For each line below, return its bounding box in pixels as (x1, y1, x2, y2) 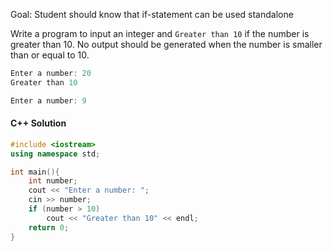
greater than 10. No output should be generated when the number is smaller (10, 39, 323, 50)
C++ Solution (10, 117, 67, 129)
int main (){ (10, 167, 60, 177)
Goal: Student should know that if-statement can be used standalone (10, 9, 294, 20)
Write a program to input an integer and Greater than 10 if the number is (10, 28, 310, 39)
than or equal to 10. (10, 49, 90, 61)
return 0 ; (28, 222, 70, 233)
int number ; (28, 176, 78, 186)
